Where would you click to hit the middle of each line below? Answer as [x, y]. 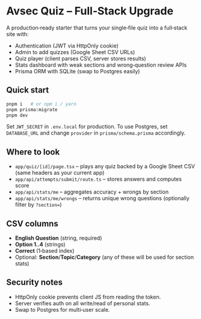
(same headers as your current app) [60, 173]
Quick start [28, 90]
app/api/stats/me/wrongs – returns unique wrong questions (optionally [102, 198]
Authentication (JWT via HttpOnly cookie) [67, 46]
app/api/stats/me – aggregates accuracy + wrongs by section [92, 192]
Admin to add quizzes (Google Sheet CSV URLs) [75, 52]
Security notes [35, 283]
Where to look [33, 152]
